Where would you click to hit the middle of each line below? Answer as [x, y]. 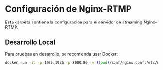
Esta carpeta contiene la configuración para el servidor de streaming [74, 22]
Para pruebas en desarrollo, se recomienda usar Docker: [62, 54]
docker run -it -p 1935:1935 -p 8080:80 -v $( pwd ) [57, 63]
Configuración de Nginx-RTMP [68, 9]
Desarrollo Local [30, 42]
